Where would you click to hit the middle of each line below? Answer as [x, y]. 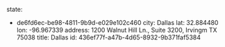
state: [15, 9]
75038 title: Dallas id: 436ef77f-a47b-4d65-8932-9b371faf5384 [109, 37]
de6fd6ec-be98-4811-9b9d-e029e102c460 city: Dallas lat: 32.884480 [117, 22]
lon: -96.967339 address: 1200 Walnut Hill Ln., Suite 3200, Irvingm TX [117, 30]
